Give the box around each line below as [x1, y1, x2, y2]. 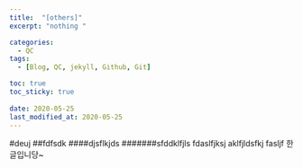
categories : [9, 38, 54, 47]
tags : [9, 55, 30, 64]
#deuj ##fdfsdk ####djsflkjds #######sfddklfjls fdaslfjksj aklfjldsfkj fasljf [9, 138, 285, 149]
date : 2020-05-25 [9, 104, 75, 113]
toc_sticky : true [9, 87, 75, 96]
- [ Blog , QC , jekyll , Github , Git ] [17, 63, 151, 72]
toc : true [9, 79, 47, 88]
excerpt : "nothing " [9, 22, 87, 31]
